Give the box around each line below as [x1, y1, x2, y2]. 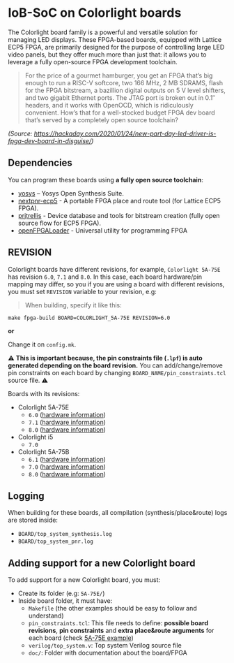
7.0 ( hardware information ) [28, 462, 107, 471]
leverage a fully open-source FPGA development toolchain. [8, 57, 178, 66]
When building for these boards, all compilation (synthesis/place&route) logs [8, 509, 228, 517]
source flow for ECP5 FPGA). [17, 219, 102, 227]
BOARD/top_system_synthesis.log [17, 531, 112, 538]
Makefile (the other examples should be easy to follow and [28, 604, 197, 613]
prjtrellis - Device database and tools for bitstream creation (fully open [17, 211, 220, 219]
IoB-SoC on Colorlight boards [8, 5, 182, 21]
